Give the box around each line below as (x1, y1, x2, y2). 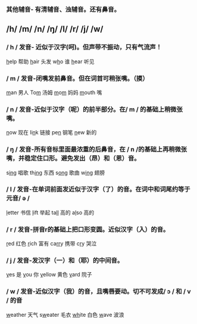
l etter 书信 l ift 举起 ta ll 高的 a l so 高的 (6, 209, 94, 216)
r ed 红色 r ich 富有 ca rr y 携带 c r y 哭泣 (6, 240, 97, 247)
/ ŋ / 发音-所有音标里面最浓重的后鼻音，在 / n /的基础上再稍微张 (6, 145, 187, 153)
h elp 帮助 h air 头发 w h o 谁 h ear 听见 (6, 58, 95, 65)
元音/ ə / (6, 194, 30, 202)
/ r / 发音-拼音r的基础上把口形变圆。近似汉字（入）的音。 (6, 225, 170, 233)
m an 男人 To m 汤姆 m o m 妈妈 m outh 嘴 (6, 88, 102, 96)
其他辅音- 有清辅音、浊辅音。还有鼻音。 (6, 5, 120, 13)
